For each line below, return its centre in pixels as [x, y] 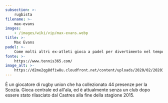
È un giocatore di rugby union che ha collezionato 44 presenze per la [76, 84]
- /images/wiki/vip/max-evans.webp [51, 33]
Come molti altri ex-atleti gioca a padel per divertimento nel [82, 51]
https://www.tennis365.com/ [43, 61]
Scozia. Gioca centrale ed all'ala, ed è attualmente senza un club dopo [78, 90]
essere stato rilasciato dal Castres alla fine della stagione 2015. [70, 95]
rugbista [23, 14]
